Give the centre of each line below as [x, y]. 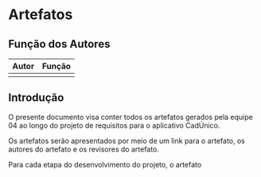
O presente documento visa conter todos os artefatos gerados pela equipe [130, 117]
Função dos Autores [59, 44]
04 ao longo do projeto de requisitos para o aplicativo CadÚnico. [114, 125]
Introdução [36, 98]
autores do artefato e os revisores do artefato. [84, 149]
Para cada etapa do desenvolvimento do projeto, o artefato [105, 164]
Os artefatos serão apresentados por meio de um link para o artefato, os [127, 140]
